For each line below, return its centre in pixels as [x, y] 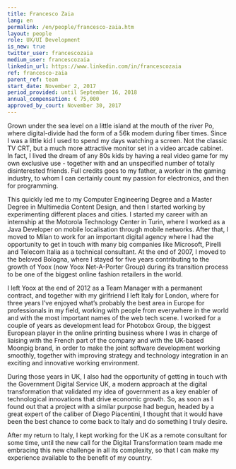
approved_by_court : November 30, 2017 [64, 106]
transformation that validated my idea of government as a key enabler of [113, 391]
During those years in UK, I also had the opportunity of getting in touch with [117, 376]
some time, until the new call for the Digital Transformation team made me [115, 442]
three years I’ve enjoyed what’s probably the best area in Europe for [106, 303]
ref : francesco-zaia [38, 73]
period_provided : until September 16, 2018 [72, 92]
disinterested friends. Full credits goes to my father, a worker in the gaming [117, 171]
